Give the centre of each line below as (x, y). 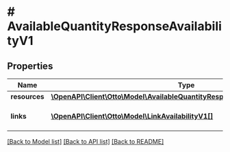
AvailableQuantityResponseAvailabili (115, 26)
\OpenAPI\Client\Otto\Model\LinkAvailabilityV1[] (132, 116)
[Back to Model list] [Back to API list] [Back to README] (86, 141)
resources (27, 96)
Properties (30, 66)
